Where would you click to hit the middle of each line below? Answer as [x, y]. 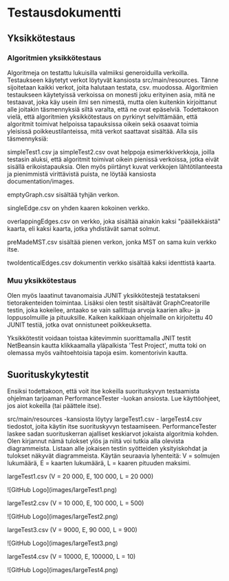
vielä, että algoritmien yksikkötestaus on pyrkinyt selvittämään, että [102, 116]
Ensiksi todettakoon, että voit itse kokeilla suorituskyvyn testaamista [103, 391]
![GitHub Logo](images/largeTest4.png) [63, 569]
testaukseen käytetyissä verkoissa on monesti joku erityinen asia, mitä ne [111, 94]
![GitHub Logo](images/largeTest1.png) [62, 489]
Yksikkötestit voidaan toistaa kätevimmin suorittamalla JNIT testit [99, 338]
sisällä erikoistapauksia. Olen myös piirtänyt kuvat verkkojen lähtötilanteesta [115, 166]
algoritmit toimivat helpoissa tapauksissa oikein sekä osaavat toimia [103, 124]
